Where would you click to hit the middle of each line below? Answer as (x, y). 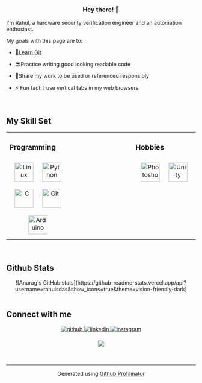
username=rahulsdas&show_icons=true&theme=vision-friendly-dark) (101, 289)
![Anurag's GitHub (38, 282)
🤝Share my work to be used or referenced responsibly (82, 76)
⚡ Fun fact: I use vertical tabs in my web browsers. (77, 88)
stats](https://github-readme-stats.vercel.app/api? (124, 282)
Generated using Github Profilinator (101, 373)
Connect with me (39, 315)
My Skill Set (29, 121)
